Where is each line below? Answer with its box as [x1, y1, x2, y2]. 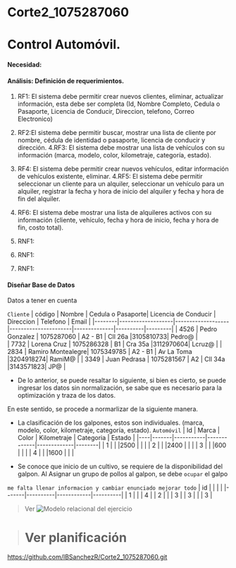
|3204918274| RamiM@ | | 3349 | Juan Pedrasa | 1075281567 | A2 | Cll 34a [7, 355, 225, 364]
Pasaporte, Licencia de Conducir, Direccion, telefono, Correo [17, 107, 195, 116]
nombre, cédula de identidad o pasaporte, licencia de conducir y [17, 136, 206, 145]
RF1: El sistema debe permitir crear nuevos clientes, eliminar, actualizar [17, 93, 224, 101]
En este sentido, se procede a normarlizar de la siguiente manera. [7, 405, 199, 413]
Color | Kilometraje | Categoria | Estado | [17, 434, 135, 442]
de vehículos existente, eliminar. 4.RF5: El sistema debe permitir [17, 172, 203, 181]
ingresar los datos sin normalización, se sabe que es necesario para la [17, 384, 222, 392]
